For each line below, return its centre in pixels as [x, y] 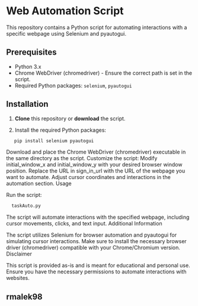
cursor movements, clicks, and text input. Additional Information [84, 224]
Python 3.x [28, 66]
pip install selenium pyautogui [54, 141]
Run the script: [24, 195]
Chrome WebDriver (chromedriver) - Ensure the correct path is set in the [103, 73]
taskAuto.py [26, 206]
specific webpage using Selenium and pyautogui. [66, 33]
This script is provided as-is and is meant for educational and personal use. [98, 266]
